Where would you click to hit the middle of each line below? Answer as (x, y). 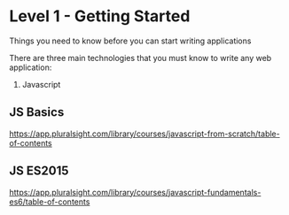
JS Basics (37, 112)
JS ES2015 (39, 171)
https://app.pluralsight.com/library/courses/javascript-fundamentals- (135, 192)
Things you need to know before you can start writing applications (130, 41)
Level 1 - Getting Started (100, 16)
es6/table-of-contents (50, 202)
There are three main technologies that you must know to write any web (141, 58)
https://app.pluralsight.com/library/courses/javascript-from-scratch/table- (145, 134)
